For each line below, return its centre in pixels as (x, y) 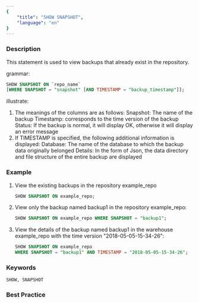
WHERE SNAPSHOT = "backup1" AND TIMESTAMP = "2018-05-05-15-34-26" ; (101, 252)
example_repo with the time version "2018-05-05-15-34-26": (89, 236)
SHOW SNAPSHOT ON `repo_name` (44, 84)
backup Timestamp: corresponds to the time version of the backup (97, 119)
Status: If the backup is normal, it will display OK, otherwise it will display (104, 125)
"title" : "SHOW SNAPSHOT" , (50, 17)
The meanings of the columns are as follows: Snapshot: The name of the (104, 113)
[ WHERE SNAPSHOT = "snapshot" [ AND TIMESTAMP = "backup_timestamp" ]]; (95, 90)
